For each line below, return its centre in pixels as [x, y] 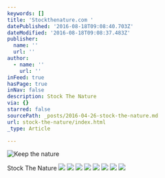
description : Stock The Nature [52, 97]
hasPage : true [27, 84]
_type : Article [29, 129]
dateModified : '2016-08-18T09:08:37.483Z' [69, 33]
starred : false [29, 109]
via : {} [18, 103]
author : [18, 58]
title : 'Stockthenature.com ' [51, 20]
